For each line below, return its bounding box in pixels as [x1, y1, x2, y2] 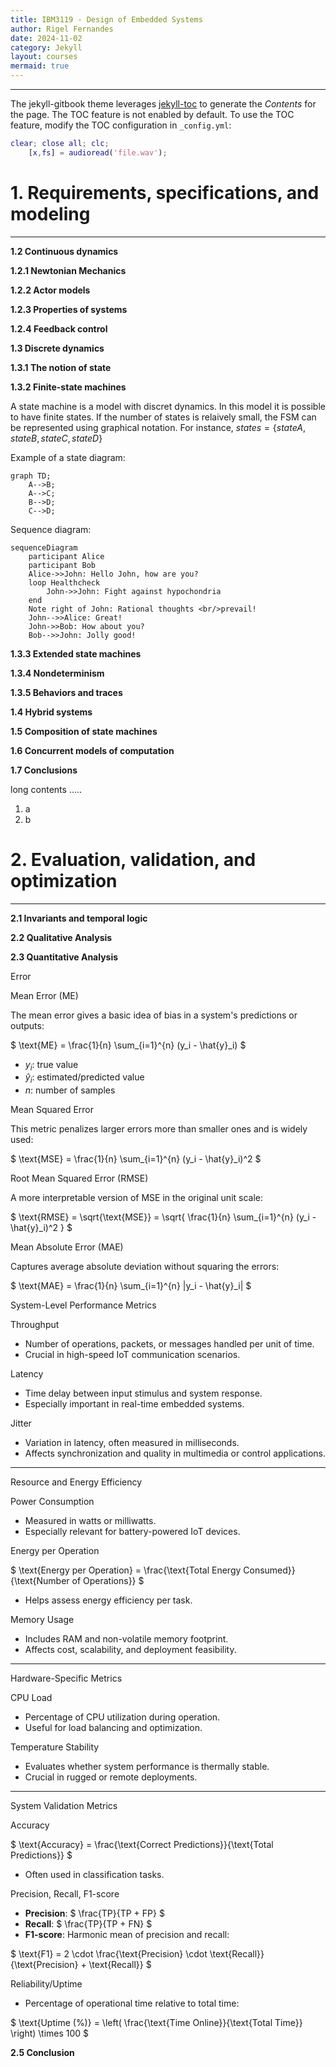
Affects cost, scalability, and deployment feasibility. [24, 1644, 237, 1656]
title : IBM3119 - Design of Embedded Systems [10, 14, 203, 25]
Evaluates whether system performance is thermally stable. [24, 1761, 270, 1773]
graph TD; [10, 471, 52, 481]
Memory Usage [10, 1614, 75, 1626]
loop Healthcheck [28, 577, 101, 588]
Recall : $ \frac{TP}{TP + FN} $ [24, 1918, 153, 1930]
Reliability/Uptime [10, 1978, 83, 1990]
